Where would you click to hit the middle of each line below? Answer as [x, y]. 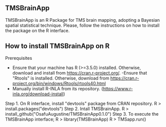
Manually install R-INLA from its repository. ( [58, 88]
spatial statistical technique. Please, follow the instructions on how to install [83, 25]
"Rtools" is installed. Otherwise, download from [61, 78]
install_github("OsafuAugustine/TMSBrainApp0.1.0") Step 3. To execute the [82, 114]
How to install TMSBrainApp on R [57, 46]
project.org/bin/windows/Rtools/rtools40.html [59, 83]
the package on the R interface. [38, 30]
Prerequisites [19, 58]
